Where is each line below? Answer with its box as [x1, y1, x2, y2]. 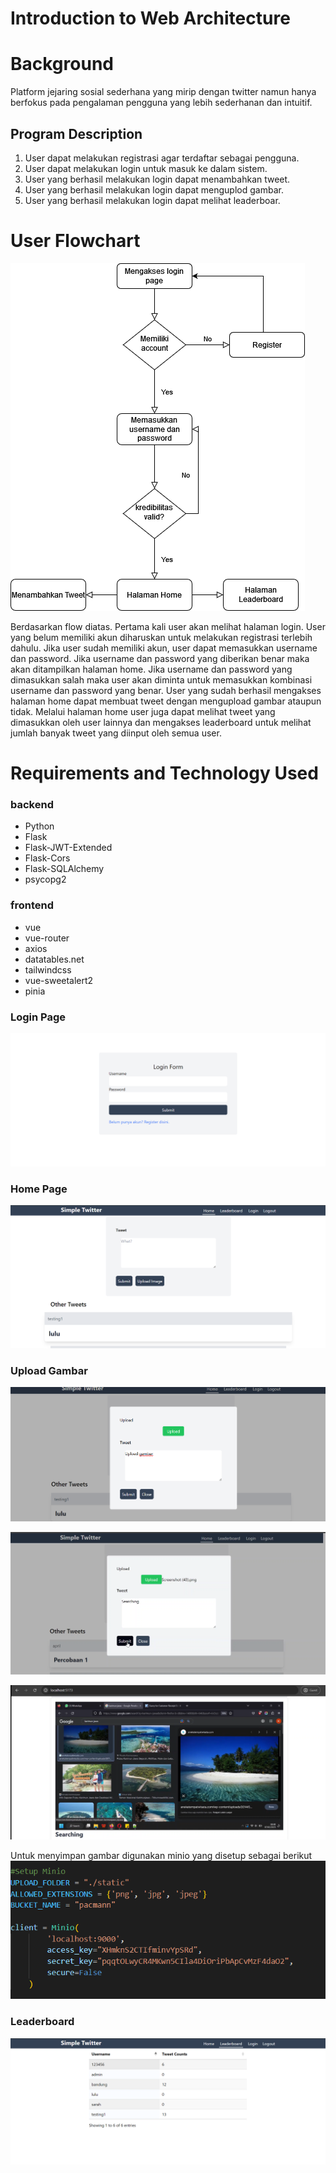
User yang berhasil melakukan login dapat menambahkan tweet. [24, 173, 291, 185]
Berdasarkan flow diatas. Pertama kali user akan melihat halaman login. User [10, 620, 326, 632]
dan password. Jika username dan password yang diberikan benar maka [10, 652, 310, 664]
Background [10, 53, 114, 76]
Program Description [10, 125, 143, 142]
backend [10, 797, 54, 811]
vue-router [24, 932, 70, 944]
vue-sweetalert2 [24, 974, 94, 986]
